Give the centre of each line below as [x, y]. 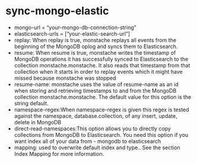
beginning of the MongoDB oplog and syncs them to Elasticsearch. [96, 46]
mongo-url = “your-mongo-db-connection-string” [75, 27]
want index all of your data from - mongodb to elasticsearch [88, 141]
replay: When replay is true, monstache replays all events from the [95, 40]
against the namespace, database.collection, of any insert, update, [96, 116]
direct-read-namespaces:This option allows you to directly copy [93, 128]
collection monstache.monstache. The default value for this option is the [103, 97]
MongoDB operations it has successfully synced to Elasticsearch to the [101, 59]
